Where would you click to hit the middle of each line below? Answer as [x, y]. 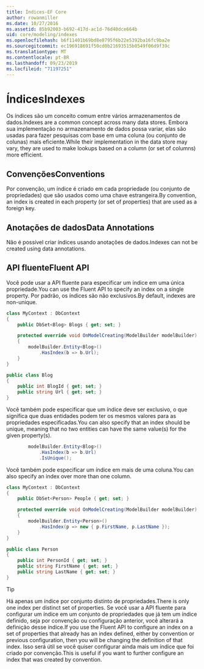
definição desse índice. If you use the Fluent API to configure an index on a [100, 627]
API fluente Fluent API [48, 268]
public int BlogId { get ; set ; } [60, 386]
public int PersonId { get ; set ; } [62, 561]
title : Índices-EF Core [37, 12]
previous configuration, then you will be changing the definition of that [94, 640]
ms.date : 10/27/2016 [33, 23]
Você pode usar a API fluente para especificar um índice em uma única [95, 282]
